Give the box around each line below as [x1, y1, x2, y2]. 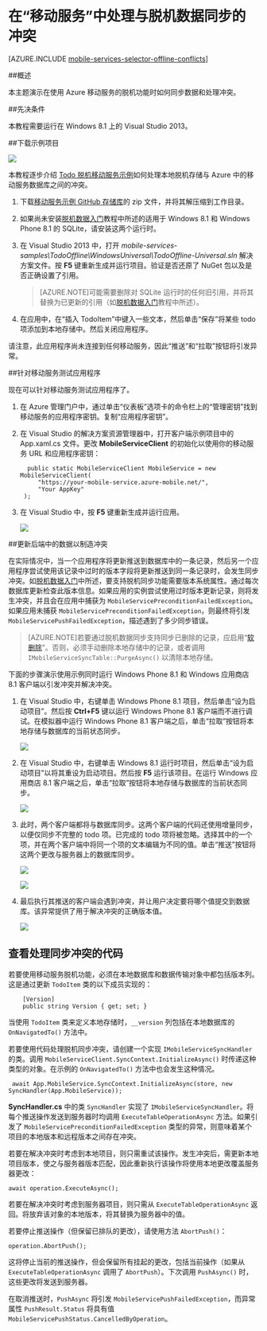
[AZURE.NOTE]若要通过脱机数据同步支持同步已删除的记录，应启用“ [27, 632, 248, 642]
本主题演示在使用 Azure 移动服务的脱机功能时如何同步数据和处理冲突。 [8, 87, 241, 96]
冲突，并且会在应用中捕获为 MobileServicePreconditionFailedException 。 [14, 595, 257, 605]
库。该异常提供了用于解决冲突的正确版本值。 [19, 906, 167, 915]
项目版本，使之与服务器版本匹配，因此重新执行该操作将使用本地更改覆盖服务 [8, 1158, 259, 1168]
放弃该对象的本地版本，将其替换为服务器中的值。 [29, 1209, 189, 1219]
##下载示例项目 [8, 138, 60, 147]
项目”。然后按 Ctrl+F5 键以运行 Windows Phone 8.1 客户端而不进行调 [26, 706, 253, 716]
